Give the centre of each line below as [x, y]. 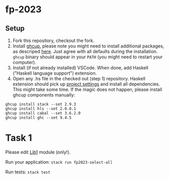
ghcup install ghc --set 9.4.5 [38, 118]
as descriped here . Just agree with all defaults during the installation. [85, 51]
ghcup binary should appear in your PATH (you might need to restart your [88, 57]
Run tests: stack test [28, 172]
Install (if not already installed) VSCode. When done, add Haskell [80, 68]
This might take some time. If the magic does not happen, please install [87, 89]
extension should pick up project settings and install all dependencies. [86, 84]
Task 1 [19, 138]
